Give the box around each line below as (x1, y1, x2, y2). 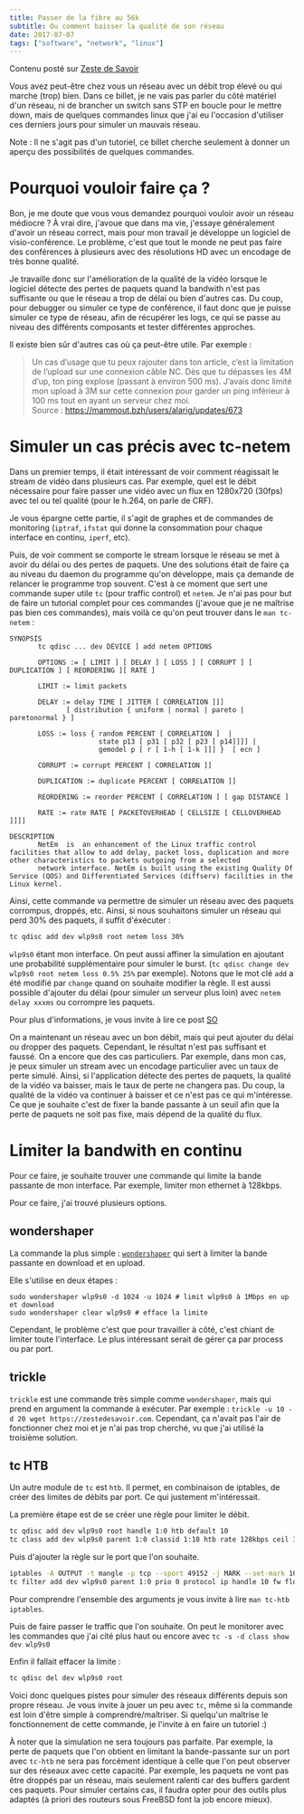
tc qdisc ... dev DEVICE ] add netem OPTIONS (37, 642, 213, 651)
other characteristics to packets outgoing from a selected (9, 856, 242, 865)
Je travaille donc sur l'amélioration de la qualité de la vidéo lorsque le (9, 273, 268, 285)
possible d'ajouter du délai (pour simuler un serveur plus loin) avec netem (9, 987, 281, 998)
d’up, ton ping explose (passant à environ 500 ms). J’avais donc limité (31, 376, 292, 387)
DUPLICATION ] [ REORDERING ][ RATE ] (9, 666, 156, 675)
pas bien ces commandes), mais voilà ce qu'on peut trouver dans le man (9, 607, 276, 618)
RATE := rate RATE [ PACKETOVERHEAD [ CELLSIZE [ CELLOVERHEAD (37, 809, 281, 818)
